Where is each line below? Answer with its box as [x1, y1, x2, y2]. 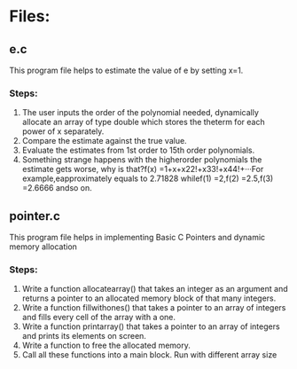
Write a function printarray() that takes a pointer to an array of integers [21, 321, 281, 332]
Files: [9, 6, 51, 27]
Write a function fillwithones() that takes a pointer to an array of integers [21, 302, 286, 313]
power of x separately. [21, 126, 105, 137]
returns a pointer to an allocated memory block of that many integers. [21, 293, 277, 303]
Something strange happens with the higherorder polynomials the [21, 154, 262, 165]
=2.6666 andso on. [21, 183, 93, 193]
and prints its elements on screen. [21, 331, 146, 342]
